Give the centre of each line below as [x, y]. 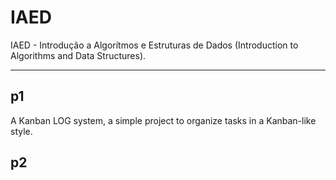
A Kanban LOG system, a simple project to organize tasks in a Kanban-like [163, 120]
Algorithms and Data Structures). [78, 55]
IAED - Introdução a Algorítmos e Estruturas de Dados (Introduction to [154, 45]
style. [21, 131]
